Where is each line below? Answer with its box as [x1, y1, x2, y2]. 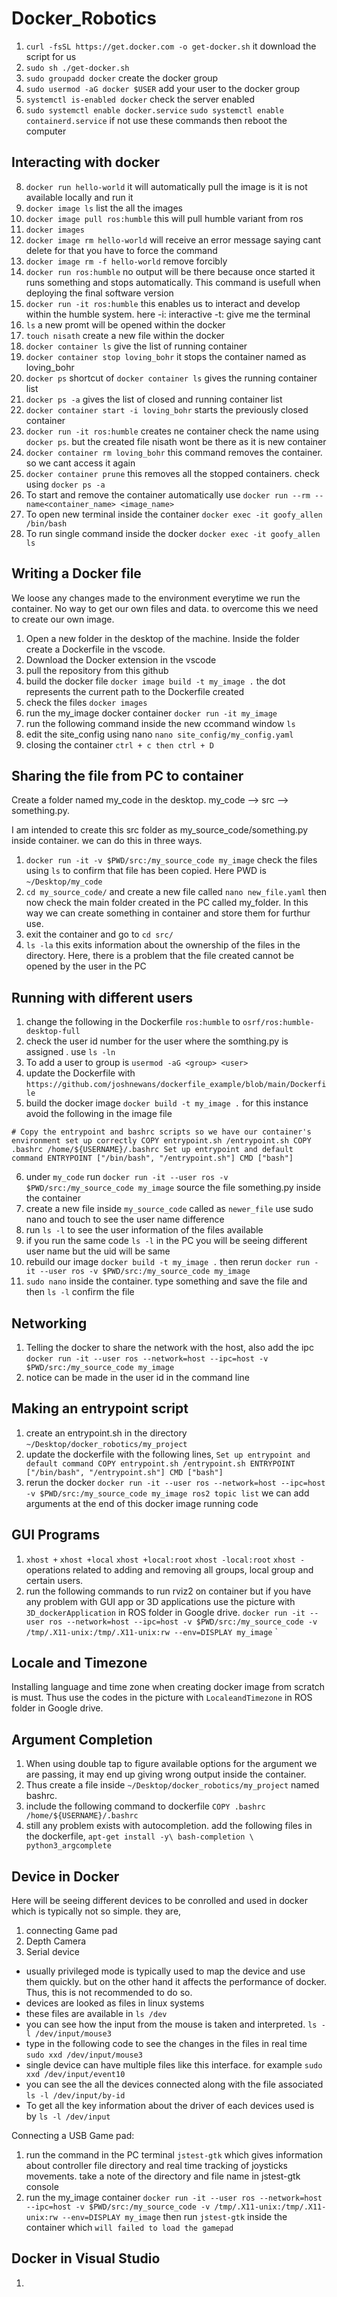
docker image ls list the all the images [25, 202, 183, 214]
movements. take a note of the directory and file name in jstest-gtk [25, 2170, 301, 2182]
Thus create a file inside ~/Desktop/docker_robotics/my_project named [25, 1779, 320, 1791]
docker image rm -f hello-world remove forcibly [25, 255, 228, 267]
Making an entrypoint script [11, 1400, 189, 1417]
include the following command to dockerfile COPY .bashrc [25, 1800, 266, 1812]
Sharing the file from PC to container [11, 767, 244, 784]
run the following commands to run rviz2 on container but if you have [25, 1585, 312, 1597]
